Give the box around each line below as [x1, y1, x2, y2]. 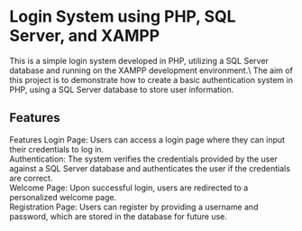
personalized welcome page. [9, 191, 117, 202]
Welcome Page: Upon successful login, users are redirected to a [9, 182, 249, 193]
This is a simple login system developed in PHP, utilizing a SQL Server [9, 55, 269, 66]
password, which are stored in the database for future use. [9, 210, 228, 222]
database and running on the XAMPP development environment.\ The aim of [9, 65, 293, 76]
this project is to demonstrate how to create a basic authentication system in [9, 74, 293, 85]
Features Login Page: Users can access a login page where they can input [9, 134, 286, 145]
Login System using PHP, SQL [9, 6, 236, 27]
